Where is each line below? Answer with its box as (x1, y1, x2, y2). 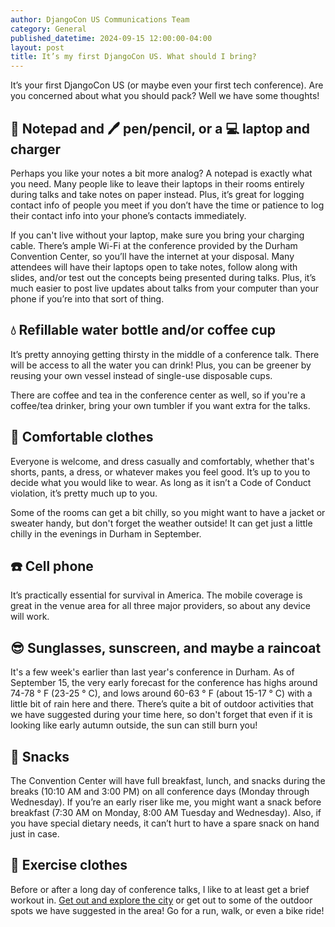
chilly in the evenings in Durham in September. (10, 527, 202, 540)
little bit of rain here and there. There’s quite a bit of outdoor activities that (10, 698, 314, 710)
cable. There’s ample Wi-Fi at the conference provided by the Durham (10, 239, 298, 251)
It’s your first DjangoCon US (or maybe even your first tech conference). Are (10, 79, 324, 91)
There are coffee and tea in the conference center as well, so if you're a (10, 389, 306, 401)
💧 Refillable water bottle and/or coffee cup (10, 322, 276, 339)
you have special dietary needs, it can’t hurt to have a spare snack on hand (10, 817, 320, 829)
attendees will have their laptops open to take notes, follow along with (10, 261, 298, 273)
